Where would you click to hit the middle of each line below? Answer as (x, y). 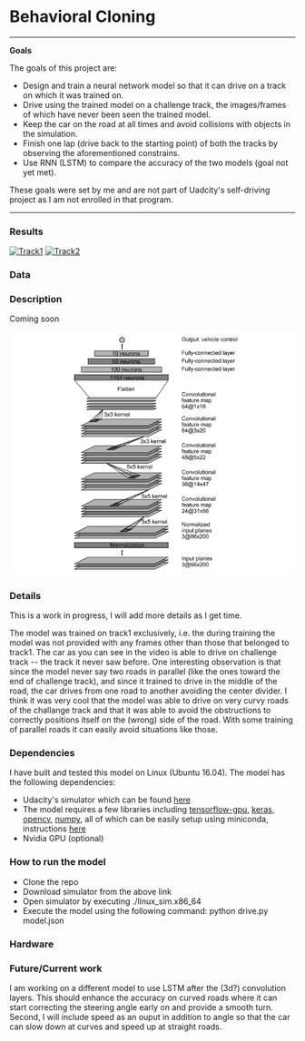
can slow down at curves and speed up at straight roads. (116, 1026)
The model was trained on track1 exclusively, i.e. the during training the (143, 633)
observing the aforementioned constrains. (101, 152)
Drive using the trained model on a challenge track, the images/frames (154, 104)
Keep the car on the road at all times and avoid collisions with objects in (156, 123)
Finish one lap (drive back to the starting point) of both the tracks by (150, 143)
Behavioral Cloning (83, 17)
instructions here (54, 829)
